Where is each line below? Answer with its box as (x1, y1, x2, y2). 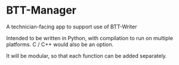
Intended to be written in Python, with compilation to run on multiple (6, 34, 173, 41)
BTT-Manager (6, 4, 76, 17)
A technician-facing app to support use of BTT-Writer (6, 23, 137, 30)
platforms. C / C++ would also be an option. (6, 41, 114, 48)
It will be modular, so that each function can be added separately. (6, 52, 167, 59)
